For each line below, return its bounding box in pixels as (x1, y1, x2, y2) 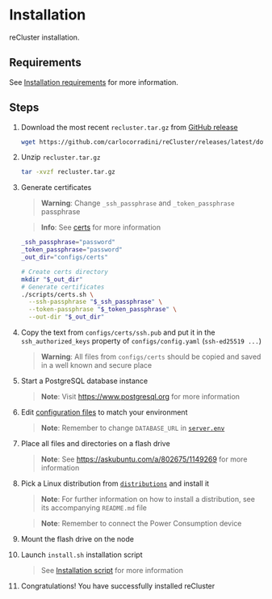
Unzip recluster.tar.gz (20, 152, 101, 162)
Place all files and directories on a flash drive (20, 439, 170, 449)
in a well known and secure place (40, 361, 153, 370)
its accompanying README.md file (40, 503, 148, 513)
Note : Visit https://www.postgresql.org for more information (40, 392, 241, 402)
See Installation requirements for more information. (9, 77, 178, 86)
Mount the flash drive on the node (20, 534, 134, 544)
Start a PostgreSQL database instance (20, 376, 149, 386)
